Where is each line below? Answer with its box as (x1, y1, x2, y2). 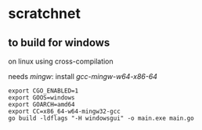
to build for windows (8, 36, 110, 49)
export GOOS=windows (8, 94, 76, 102)
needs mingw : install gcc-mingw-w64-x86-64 (8, 72, 158, 81)
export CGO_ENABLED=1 (8, 87, 79, 95)
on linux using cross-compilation (8, 56, 114, 66)
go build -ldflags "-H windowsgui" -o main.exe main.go (8, 114, 194, 122)
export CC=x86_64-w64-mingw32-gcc (8, 107, 121, 115)
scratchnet (8, 5, 81, 23)
